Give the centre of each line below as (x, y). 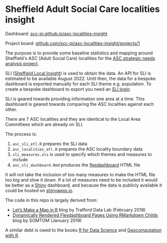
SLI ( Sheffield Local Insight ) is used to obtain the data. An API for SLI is (78, 73)
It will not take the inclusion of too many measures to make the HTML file (80, 174)
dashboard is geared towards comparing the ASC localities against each (79, 104)
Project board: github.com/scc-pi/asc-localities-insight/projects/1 (72, 43)
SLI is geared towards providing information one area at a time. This (75, 99)
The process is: (21, 134)
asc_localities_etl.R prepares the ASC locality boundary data (77, 149)
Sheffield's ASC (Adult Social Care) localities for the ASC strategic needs (80, 58)
